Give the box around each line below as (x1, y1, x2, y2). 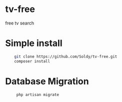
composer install (14, 58, 50, 63)
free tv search (5, 20, 34, 26)
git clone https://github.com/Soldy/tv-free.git (14, 54, 117, 59)
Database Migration (5, 75, 89, 87)
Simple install (5, 37, 62, 49)
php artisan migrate (16, 92, 59, 97)
